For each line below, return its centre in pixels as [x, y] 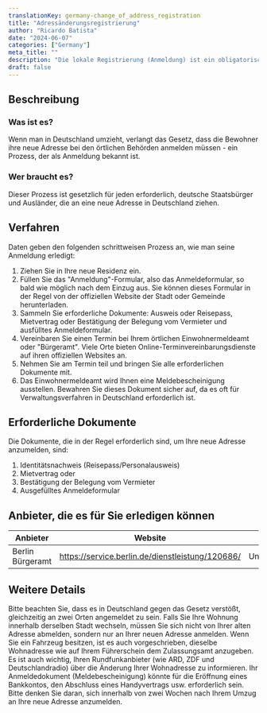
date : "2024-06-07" [41, 38]
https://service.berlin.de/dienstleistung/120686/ [150, 556]
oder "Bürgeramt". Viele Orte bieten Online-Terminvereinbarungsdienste [137, 347]
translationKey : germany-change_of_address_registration [104, 15]
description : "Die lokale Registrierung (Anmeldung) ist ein [112, 60]
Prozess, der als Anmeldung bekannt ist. [74, 157]
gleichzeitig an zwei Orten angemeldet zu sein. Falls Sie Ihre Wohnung [123, 617]
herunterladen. [44, 304]
